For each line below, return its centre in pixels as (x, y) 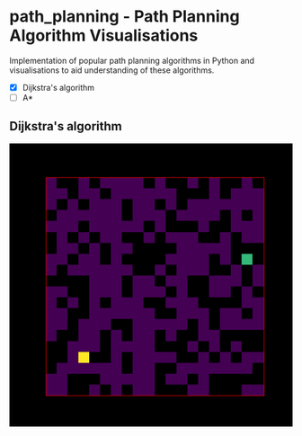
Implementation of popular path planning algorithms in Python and (132, 60)
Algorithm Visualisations (104, 36)
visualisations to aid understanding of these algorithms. (112, 70)
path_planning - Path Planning (124, 17)
